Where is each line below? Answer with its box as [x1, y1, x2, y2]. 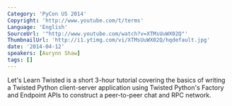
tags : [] [7, 57, 33, 64]
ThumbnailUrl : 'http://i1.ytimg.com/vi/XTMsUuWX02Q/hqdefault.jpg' [7, 37, 211, 44]
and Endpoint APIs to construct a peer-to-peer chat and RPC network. [7, 90, 211, 99]
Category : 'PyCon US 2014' [7, 10, 87, 18]
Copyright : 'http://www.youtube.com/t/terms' [7, 17, 144, 24]
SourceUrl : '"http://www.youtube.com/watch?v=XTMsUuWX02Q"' [7, 30, 189, 37]
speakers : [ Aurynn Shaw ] [7, 50, 81, 57]
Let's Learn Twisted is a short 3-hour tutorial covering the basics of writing [7, 76, 226, 84]
